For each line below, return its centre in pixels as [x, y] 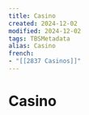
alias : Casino [32, 46]
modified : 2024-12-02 [45, 31]
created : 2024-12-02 [43, 23]
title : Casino [32, 16]
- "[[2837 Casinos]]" [45, 62]
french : [21, 53]
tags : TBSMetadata [39, 38]
